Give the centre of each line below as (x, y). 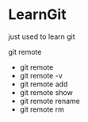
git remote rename (50, 101)
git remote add (44, 84)
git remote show (46, 92)
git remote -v (41, 75)
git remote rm (42, 109)
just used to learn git (42, 36)
